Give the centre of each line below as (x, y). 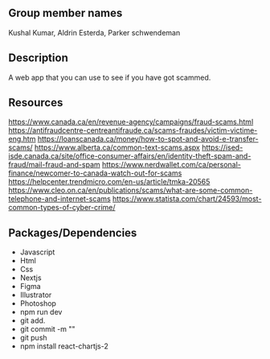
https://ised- (223, 147)
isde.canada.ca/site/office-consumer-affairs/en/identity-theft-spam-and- (130, 156)
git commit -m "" (47, 329)
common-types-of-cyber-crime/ (62, 208)
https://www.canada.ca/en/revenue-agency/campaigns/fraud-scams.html (131, 122)
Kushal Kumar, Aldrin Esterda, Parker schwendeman (94, 32)
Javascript (37, 252)
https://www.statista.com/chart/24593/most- (187, 199)
